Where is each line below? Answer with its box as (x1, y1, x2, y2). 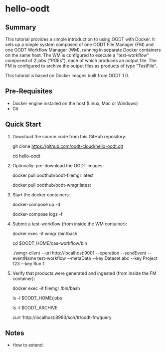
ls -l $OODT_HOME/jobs (12, 295, 62, 301)
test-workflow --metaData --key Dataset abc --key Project (37, 255, 158, 261)
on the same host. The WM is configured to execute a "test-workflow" (5, 52, 150, 58)
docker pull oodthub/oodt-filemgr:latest (12, 172, 94, 178)
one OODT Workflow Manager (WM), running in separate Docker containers (5, 47, 161, 53)
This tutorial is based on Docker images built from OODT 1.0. (5, 73, 130, 78)
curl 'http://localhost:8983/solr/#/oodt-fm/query (12, 314, 112, 320)
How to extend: (12, 342, 44, 348)
